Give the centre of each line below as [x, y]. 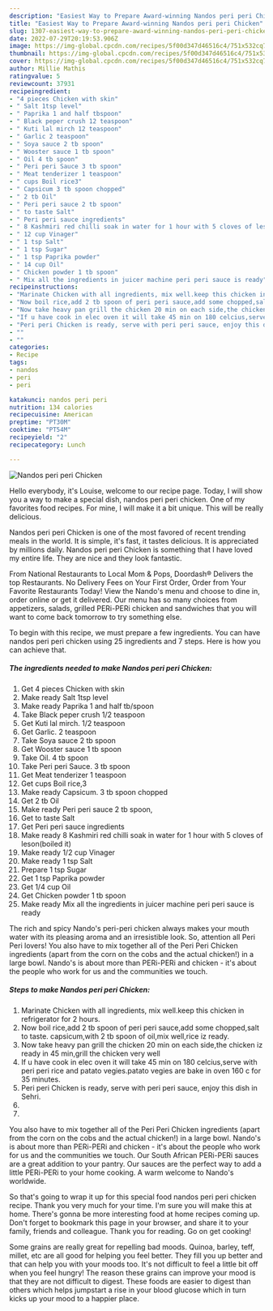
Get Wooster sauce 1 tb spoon [71, 749]
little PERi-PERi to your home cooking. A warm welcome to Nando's [122, 1172]
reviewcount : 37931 [42, 83]
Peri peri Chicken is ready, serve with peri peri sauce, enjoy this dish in [139, 1087]
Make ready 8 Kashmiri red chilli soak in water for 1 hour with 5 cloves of [142, 835]
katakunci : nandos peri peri [58, 399]
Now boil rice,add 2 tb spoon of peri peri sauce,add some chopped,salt [140, 1027]
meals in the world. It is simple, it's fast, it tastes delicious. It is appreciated [134, 540]
